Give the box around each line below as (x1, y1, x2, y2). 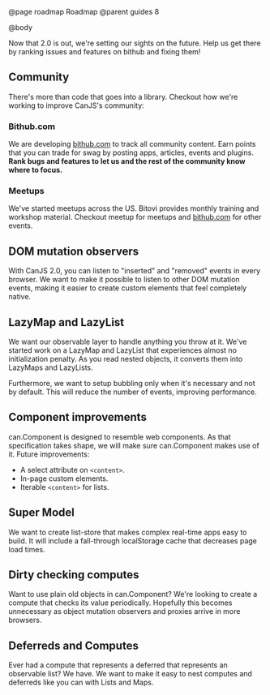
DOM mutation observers (8, 244, 139, 258)
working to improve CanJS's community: (8, 101, 144, 110)
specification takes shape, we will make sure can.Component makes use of (8, 440, 259, 450)
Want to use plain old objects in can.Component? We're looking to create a (8, 590, 258, 599)
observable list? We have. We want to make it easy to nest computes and (8, 669, 253, 679)
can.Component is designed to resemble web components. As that (8, 431, 231, 441)
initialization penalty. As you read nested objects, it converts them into (8, 354, 243, 364)
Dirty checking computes (8, 568, 139, 582)
